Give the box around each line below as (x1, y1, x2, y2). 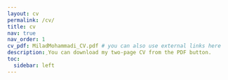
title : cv (7, 23, 36, 30)
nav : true (7, 29, 36, 37)
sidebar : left (13, 62, 55, 69)
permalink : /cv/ (7, 17, 55, 24)
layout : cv (7, 10, 39, 17)
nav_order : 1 (7, 36, 46, 43)
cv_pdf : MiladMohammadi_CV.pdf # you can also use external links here (7, 42, 221, 49)
